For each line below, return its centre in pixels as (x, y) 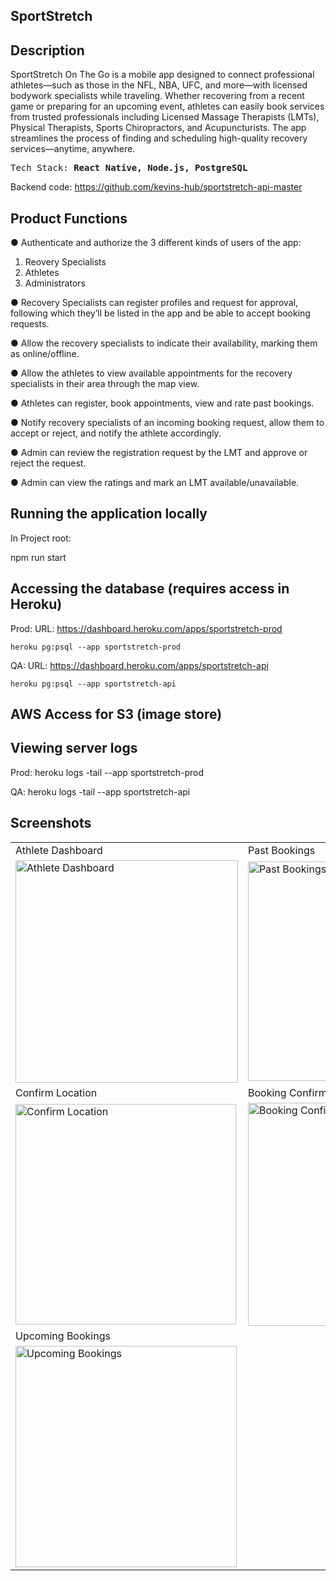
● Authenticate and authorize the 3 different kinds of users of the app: (156, 243)
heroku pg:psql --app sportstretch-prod (96, 647)
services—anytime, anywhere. (73, 149)
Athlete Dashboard (59, 850)
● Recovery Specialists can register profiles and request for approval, (154, 303)
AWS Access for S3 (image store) (116, 714)
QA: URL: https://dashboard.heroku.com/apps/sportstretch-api (139, 665)
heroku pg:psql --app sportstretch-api (93, 684)
